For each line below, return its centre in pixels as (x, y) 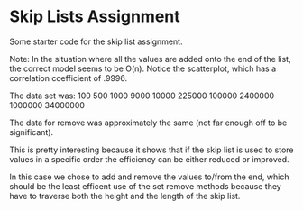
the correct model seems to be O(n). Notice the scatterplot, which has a (143, 68)
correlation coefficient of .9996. (69, 78)
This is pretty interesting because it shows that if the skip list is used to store (152, 150)
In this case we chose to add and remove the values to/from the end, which (149, 177)
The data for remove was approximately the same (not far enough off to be (148, 123)
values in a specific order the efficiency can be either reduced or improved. (150, 159)
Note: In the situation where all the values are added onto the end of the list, (150, 59)
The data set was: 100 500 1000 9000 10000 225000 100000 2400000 (142, 96)
